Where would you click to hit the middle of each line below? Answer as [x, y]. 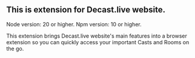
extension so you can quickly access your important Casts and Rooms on [98, 42]
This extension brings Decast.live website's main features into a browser [97, 36]
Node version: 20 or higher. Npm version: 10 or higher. [74, 24]
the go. [15, 48]
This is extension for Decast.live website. [86, 10]
